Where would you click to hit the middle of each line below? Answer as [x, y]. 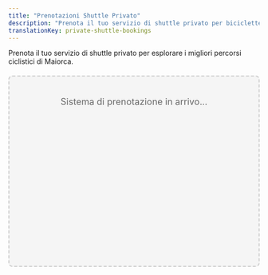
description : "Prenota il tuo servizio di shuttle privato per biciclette [135, 23]
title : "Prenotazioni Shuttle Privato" [75, 16]
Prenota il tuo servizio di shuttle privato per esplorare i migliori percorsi [125, 53]
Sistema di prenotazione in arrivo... [134, 102]
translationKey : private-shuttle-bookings [80, 30]
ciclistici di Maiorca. [41, 61]
